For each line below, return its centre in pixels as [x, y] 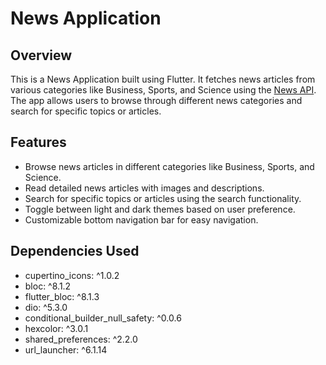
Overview [41, 55]
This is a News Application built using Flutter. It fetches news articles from [163, 79]
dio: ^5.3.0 [46, 307]
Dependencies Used [75, 251]
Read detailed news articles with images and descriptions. [144, 188]
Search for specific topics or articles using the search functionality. [163, 198]
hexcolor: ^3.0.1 [56, 328]
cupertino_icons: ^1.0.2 [72, 275]
